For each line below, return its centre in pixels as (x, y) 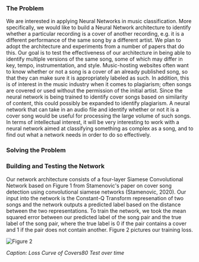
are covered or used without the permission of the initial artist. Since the (94, 91)
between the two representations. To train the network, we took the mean (96, 211)
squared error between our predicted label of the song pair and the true (94, 217)
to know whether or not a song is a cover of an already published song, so (97, 72)
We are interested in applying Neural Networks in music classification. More (99, 21)
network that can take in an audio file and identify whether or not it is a (93, 110)
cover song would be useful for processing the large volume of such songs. (99, 116)
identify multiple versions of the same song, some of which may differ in (94, 59)
